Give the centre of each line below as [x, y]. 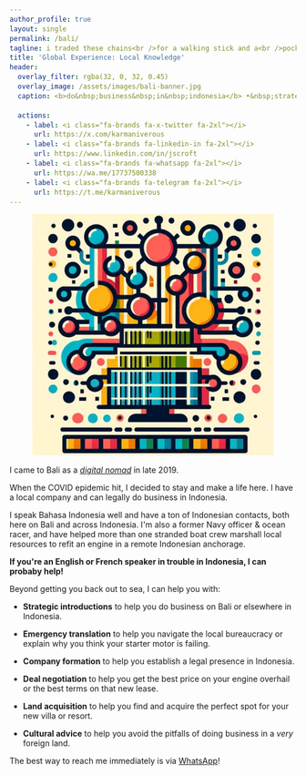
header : [24, 67]
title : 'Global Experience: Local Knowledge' [97, 58]
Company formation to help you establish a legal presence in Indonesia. [158, 661]
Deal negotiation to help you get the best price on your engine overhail [156, 679]
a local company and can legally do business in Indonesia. [118, 497]
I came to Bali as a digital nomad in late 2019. [94, 470]
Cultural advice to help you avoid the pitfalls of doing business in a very [158, 734]
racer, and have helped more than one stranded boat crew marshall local [146, 535]
